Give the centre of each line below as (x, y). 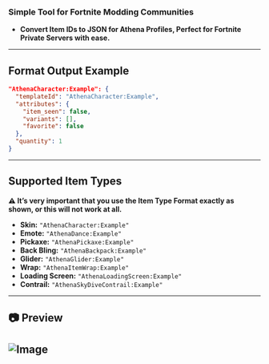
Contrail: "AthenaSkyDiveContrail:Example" (91, 284)
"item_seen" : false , (57, 111)
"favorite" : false (53, 127)
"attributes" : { (42, 104)
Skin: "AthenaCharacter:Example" (74, 224)
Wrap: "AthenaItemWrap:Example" (74, 267)
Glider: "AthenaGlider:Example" (72, 258)
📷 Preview (36, 318)
